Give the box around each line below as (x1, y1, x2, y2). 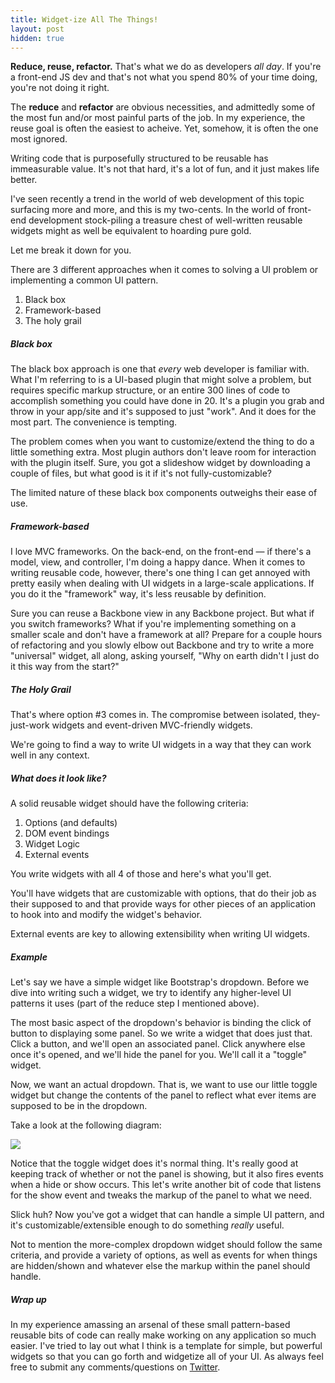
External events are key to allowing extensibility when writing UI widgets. (10, 928, 310, 940)
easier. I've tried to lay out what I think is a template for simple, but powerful (10, 1340, 323, 1352)
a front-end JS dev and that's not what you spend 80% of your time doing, (10, 71, 318, 83)
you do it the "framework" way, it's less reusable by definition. (10, 588, 267, 600)
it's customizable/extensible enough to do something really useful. (10, 1219, 285, 1231)
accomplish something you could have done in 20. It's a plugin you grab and (10, 395, 325, 407)
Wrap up (10, 1293, 47, 1305)
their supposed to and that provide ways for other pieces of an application (10, 898, 317, 910)
